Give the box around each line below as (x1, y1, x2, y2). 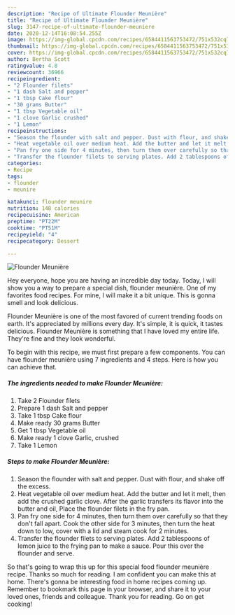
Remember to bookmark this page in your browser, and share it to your (7, 585, 211, 593)
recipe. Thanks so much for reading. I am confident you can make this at (7, 570, 217, 579)
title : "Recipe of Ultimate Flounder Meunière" (7, 17, 149, 24)
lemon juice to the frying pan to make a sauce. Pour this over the (17, 542, 204, 550)
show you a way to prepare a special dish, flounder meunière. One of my (7, 284, 217, 292)
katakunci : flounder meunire (7, 199, 92, 206)
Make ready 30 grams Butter (17, 419, 101, 427)
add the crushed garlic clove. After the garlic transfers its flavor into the (17, 497, 224, 506)
